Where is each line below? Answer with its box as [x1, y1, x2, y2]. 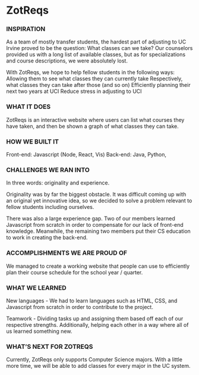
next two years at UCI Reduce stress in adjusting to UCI [6, 87, 142, 95]
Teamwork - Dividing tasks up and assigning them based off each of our [6, 315, 184, 322]
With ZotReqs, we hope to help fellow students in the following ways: [6, 69, 175, 76]
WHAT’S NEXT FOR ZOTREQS [6, 342, 93, 351]
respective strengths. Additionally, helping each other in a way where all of [6, 321, 189, 328]
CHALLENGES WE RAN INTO [6, 166, 90, 174]
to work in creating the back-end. [6, 234, 88, 241]
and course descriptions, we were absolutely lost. [6, 57, 128, 64]
